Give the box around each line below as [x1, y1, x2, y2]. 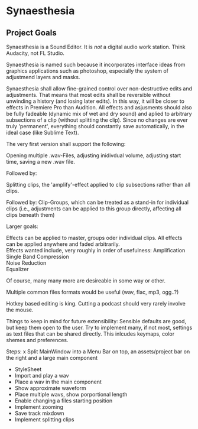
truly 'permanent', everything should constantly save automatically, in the [6, 123, 184, 129]
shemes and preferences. [6, 337, 69, 343]
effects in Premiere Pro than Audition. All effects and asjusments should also [6, 104, 192, 110]
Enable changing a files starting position [14, 397, 113, 404]
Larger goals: [6, 223, 38, 230]
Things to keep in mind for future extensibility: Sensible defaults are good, [6, 318, 187, 324]
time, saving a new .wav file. [6, 158, 75, 165]
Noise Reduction [6, 259, 47, 266]
